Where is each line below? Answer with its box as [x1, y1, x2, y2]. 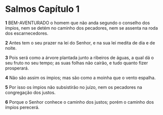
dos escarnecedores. [5, 30, 48, 36]
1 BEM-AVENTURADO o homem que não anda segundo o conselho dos [5, 20, 150, 26]
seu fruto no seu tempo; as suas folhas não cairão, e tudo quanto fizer [5, 60, 148, 66]
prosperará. [5, 65, 29, 71]
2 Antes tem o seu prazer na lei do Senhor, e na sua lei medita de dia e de [5, 39, 156, 45]
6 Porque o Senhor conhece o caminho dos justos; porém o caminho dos [5, 99, 154, 105]
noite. [5, 45, 17, 51]
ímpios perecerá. [5, 104, 40, 110]
